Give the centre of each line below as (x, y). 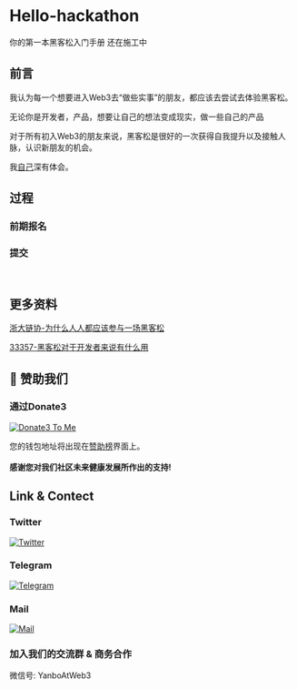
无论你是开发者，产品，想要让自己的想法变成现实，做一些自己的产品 (137, 117)
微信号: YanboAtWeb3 (50, 675)
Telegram (31, 565)
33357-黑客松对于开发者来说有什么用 (79, 348)
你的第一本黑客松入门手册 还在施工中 (78, 42)
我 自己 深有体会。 (41, 167)
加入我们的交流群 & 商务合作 (71, 654)
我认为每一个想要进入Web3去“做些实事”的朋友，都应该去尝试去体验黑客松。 (151, 97)
